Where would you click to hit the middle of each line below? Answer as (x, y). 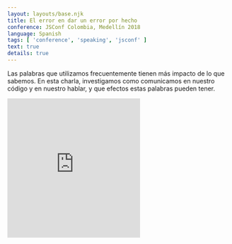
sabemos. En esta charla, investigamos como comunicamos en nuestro (111, 81)
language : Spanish (34, 34)
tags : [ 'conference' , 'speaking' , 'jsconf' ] (77, 40)
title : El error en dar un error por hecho (72, 21)
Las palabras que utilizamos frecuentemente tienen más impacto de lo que (116, 73)
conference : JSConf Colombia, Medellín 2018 (74, 27)
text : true (23, 47)
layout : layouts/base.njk (45, 14)
